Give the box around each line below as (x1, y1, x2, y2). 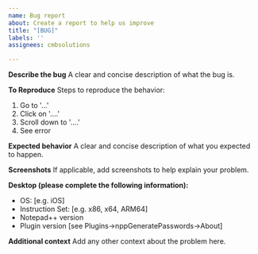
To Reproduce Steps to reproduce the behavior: (8, 85, 165, 95)
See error (19, 126, 52, 136)
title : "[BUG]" (8, 26, 59, 34)
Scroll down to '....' (19, 117, 81, 127)
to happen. (8, 150, 44, 160)
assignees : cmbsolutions (8, 41, 90, 49)
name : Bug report (8, 11, 66, 20)
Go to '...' (19, 101, 49, 110)
